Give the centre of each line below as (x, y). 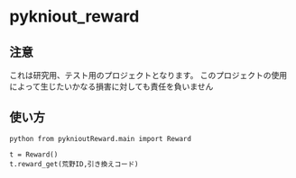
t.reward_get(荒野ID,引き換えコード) (74, 164)
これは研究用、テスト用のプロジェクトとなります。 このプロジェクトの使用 (148, 75)
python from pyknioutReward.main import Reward (101, 138)
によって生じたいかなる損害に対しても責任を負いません (111, 86)
